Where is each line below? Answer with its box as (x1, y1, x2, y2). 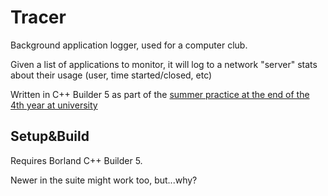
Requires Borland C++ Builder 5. (10, 154, 143, 166)
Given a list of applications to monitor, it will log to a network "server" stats (10, 58, 318, 70)
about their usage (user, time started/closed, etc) (10, 69, 213, 81)
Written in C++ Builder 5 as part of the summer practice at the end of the (10, 88, 310, 100)
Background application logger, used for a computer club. (10, 39, 248, 51)
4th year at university (10, 99, 98, 111)
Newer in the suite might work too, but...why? (10, 174, 198, 186)
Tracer (10, 6, 67, 29)
